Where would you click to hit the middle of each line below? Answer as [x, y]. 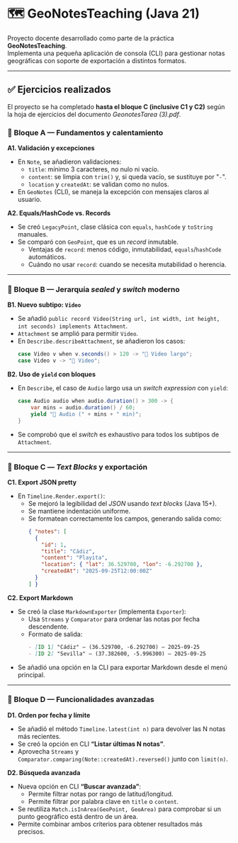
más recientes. [39, 736]
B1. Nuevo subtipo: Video [44, 305]
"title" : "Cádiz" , [68, 551]
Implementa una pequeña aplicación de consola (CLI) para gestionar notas [116, 53]
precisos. [31, 831]
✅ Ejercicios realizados [59, 90]
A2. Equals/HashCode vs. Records [59, 213]
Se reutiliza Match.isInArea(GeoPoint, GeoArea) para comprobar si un [119, 809]
